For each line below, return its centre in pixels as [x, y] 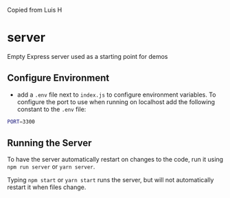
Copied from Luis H [35, 10]
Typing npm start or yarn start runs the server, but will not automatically [111, 180]
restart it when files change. [47, 187]
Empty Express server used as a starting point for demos [88, 56]
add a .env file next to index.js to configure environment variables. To [116, 95]
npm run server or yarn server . [51, 166]
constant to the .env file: [51, 109]
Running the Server [49, 143]
